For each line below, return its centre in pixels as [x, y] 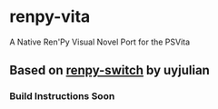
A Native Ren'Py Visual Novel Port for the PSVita [100, 42]
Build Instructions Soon [62, 96]
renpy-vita [50, 17]
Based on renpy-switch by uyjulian [110, 70]
